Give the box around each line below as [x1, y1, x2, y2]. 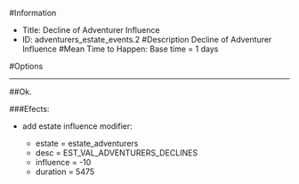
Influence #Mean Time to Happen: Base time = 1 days [21, 44, 219, 54]
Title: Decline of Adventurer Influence [21, 25, 160, 35]
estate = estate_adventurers [35, 138, 139, 148]
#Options [9, 61, 44, 71]
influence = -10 [35, 157, 92, 167]
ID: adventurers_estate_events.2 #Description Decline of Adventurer [21, 35, 272, 44]
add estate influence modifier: [21, 121, 133, 132]
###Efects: [9, 104, 50, 114]
